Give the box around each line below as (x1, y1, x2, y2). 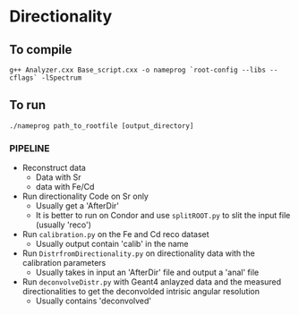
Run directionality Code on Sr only (21, 191, 149, 202)
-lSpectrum (41, 73, 82, 82)
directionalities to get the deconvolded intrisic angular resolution (21, 286, 261, 297)
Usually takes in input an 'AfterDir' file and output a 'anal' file (35, 267, 260, 278)
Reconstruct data (21, 163, 87, 174)
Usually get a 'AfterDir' (35, 200, 119, 211)
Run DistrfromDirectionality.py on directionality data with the (21, 248, 255, 259)
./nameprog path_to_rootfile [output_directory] (9, 121, 194, 131)
